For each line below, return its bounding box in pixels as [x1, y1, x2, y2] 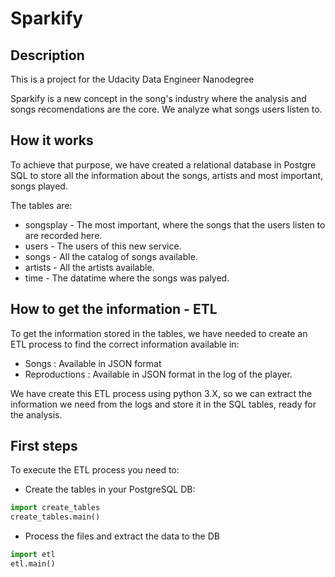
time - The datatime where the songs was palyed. [24, 272, 230, 284]
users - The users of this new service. [24, 240, 182, 252]
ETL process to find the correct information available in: [10, 338, 240, 350]
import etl [10, 550, 56, 560]
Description [10, 47, 85, 64]
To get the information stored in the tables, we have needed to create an [10, 327, 308, 339]
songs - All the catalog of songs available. [24, 250, 198, 262]
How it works [10, 132, 94, 149]
